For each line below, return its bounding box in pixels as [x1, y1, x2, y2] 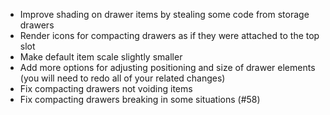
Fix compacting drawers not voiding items [19, 83, 193, 94]
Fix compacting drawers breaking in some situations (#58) [19, 94, 261, 105]
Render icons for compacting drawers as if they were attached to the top [19, 30, 320, 41]
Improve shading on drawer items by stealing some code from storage [19, 9, 310, 20]
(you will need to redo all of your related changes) [19, 72, 226, 84]
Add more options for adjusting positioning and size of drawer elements [19, 62, 316, 73]
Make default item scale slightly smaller [19, 51, 183, 63]
